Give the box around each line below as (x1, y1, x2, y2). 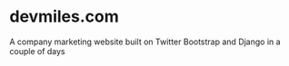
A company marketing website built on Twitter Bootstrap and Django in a (9, 36, 281, 47)
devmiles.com (9, 6, 120, 27)
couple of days (9, 45, 65, 56)
